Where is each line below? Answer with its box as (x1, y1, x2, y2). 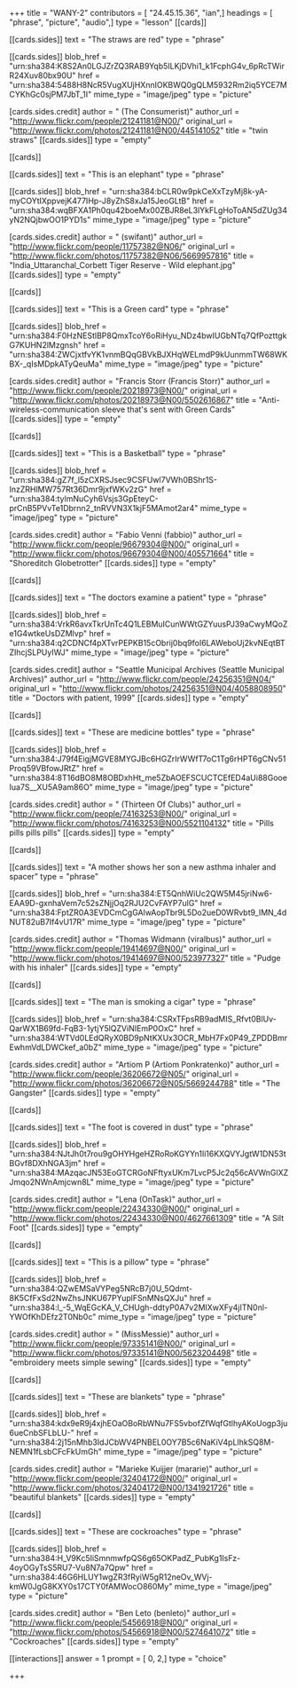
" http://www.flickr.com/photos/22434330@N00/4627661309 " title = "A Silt (9, 1213, 285, 1223)
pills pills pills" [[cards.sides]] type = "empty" (9, 827, 176, 838)
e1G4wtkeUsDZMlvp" (9, 628, 88, 638)
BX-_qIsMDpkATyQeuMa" (9, 359, 104, 369)
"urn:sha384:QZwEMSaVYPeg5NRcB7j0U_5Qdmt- (9, 1283, 193, 1294)
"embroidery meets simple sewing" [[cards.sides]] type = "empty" (9, 1357, 252, 1368)
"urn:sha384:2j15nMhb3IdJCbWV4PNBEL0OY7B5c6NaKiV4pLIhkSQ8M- (9, 1437, 275, 1447)
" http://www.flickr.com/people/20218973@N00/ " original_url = (9, 385, 238, 396)
